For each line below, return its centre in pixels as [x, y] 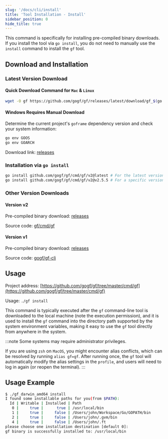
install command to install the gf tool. [45, 48]
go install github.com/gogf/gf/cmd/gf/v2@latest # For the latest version [85, 175]
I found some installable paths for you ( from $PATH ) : [62, 399]
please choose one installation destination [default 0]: [67, 426]
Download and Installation [47, 64]
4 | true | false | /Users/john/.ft [59, 422]
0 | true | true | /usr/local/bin [58, 408]
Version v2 [17, 205]
